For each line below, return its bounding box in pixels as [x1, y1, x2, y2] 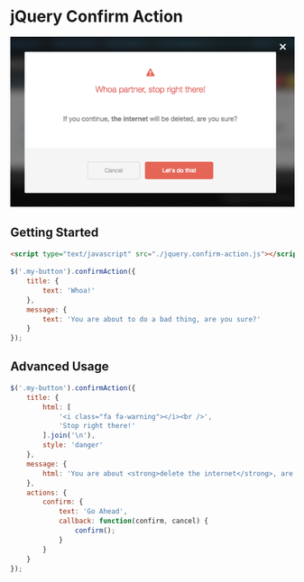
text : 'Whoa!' [42, 286, 96, 295]
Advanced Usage [10, 359, 109, 374]
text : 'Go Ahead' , [58, 507, 128, 516]
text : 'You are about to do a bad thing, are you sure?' [42, 314, 261, 323]
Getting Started [10, 224, 99, 240]
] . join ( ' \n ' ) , [42, 431, 96, 441]
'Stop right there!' [58, 422, 136, 431]
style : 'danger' [42, 441, 104, 450]
